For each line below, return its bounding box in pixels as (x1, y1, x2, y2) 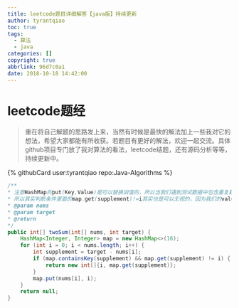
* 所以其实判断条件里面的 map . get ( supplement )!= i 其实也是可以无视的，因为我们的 (7, 196, 222, 203)
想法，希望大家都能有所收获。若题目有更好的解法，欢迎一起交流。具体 (24, 137, 231, 145)
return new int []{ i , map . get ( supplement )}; (45, 261, 176, 269)
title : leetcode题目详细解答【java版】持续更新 (7, 10, 137, 18)
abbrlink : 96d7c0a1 (7, 63, 65, 70)
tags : (7, 30, 23, 38)
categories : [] (7, 51, 53, 58)
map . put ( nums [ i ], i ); (33, 275, 97, 282)
